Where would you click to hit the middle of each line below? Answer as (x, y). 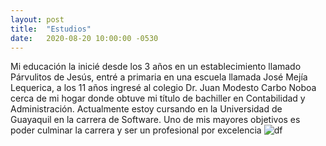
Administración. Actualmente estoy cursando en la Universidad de (146, 109)
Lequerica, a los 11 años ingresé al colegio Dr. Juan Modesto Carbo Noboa (163, 88)
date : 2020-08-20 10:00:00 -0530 (84, 38)
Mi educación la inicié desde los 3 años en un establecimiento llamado (156, 67)
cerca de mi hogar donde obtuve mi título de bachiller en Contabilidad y (158, 98)
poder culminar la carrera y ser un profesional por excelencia (136, 130)
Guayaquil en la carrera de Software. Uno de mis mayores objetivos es (155, 120)
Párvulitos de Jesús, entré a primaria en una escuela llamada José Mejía (159, 77)
